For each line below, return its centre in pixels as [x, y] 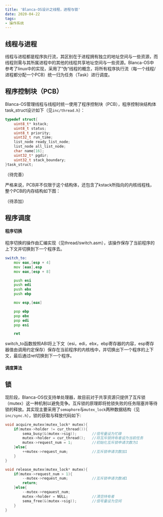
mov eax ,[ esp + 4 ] [32, 263]
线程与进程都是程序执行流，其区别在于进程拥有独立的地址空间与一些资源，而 [81, 57]
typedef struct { [21, 119]
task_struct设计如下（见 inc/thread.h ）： [45, 110]
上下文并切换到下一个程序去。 [35, 249]
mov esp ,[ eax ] [28, 303]
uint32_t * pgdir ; [31, 155]
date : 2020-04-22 [23, 14]
